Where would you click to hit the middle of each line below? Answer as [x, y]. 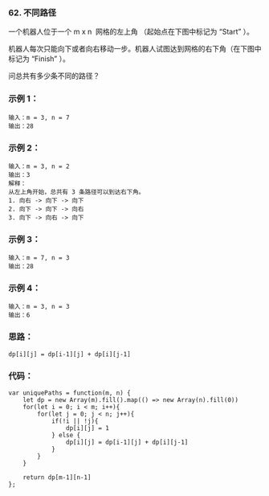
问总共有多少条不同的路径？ [54, 76]
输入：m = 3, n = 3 [39, 307]
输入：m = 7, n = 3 [39, 258]
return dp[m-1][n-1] [57, 478]
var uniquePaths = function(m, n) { [69, 393]
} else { [66, 436]
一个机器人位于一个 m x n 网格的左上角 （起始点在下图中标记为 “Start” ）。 [131, 32]
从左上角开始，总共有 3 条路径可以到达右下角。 [77, 192]
